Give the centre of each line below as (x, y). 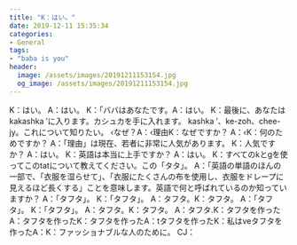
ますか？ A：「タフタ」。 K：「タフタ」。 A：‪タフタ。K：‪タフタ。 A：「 (133, 198)
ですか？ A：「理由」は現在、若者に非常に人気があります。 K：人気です (146, 143)
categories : (31, 34)
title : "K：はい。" (43, 17)
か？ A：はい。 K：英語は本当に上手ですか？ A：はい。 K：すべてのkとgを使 (148, 154)
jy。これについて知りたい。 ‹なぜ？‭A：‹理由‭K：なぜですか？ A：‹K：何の (142, 132)
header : (23, 67)
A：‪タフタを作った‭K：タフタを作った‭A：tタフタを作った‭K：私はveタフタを (146, 221)
